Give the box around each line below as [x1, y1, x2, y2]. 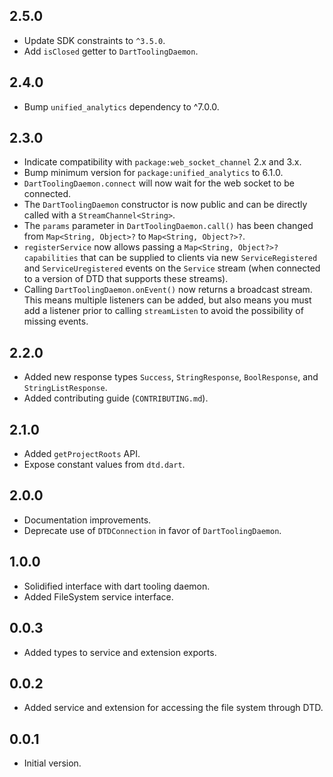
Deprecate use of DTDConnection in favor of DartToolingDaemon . [23, 524, 282, 536]
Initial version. [23, 757, 82, 769]
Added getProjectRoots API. [23, 448, 141, 460]
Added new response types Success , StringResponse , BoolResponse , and [23, 371, 319, 383]
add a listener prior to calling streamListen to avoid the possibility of [23, 305, 304, 317]
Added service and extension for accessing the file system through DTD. [23, 702, 324, 714]
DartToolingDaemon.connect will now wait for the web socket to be [23, 177, 295, 189]
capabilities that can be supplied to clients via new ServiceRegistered [23, 252, 318, 264]
